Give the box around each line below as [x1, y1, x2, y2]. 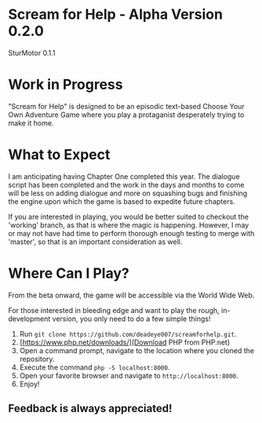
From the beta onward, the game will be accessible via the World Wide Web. [8, 290, 255, 300]
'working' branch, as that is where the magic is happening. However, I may [8, 220, 249, 229]
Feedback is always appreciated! [8, 402, 173, 415]
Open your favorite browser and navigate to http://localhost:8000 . [19, 370, 238, 380]
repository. [19, 354, 55, 363]
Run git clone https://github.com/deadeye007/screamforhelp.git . [19, 329, 237, 338]
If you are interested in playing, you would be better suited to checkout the [8, 212, 249, 221]
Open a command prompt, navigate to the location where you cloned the [19, 345, 255, 355]
